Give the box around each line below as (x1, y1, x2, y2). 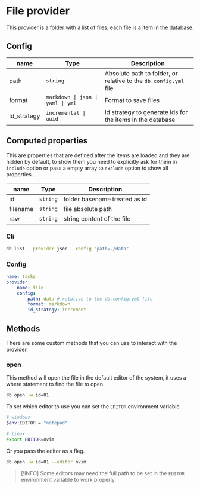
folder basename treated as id (63, 195, 148, 203)
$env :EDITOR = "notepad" (6, 420, 68, 426)
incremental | (45, 109, 86, 116)
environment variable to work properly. (20, 476, 117, 483)
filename (9, 204, 34, 213)
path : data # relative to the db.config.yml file (27, 296, 153, 302)
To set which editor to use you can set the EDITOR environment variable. (6, 403, 182, 410)
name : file (17, 285, 44, 291)
